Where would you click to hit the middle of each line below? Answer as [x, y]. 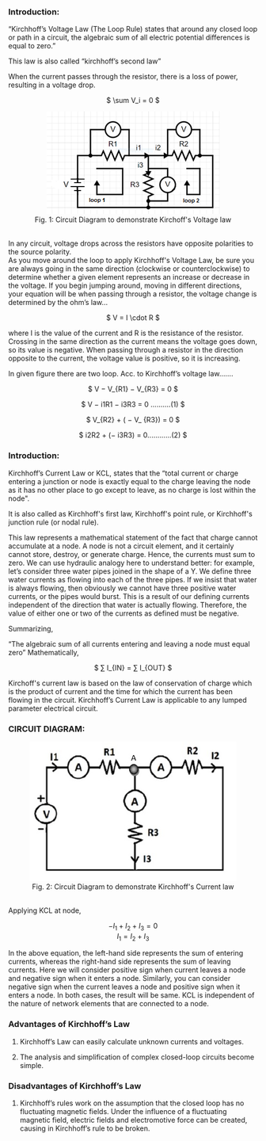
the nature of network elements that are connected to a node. [109, 1004]
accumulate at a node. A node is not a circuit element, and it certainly [121, 546]
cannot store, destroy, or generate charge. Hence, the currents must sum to [132, 554]
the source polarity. [40, 252]
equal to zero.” [32, 46]
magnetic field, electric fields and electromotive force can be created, [133, 1120]
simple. [31, 1065]
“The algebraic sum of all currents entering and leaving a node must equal [129, 643]
